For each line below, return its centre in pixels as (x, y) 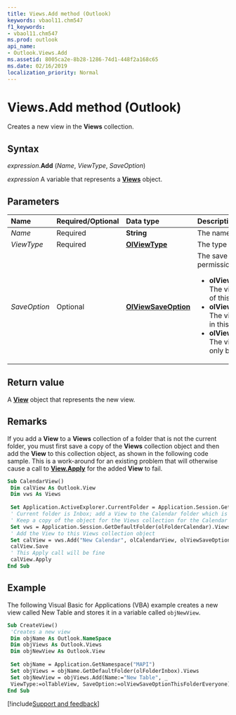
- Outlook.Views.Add (38, 53)
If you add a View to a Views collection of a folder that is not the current (112, 438)
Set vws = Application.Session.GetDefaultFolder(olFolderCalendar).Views (120, 527)
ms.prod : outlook (33, 40)
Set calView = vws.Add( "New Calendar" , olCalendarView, (94, 540)
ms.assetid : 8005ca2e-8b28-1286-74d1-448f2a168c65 (83, 60)
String (137, 233)
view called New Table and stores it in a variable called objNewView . (104, 612)
